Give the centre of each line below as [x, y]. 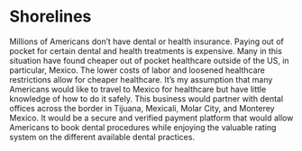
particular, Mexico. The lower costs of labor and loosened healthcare [137, 70]
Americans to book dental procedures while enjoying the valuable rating [143, 127]
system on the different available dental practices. [102, 137]
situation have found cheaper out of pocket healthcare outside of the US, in [150, 60]
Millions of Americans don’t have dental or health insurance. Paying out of [146, 41]
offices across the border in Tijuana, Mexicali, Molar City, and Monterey [142, 108]
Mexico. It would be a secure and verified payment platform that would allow [151, 118]
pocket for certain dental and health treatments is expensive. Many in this [146, 50]
